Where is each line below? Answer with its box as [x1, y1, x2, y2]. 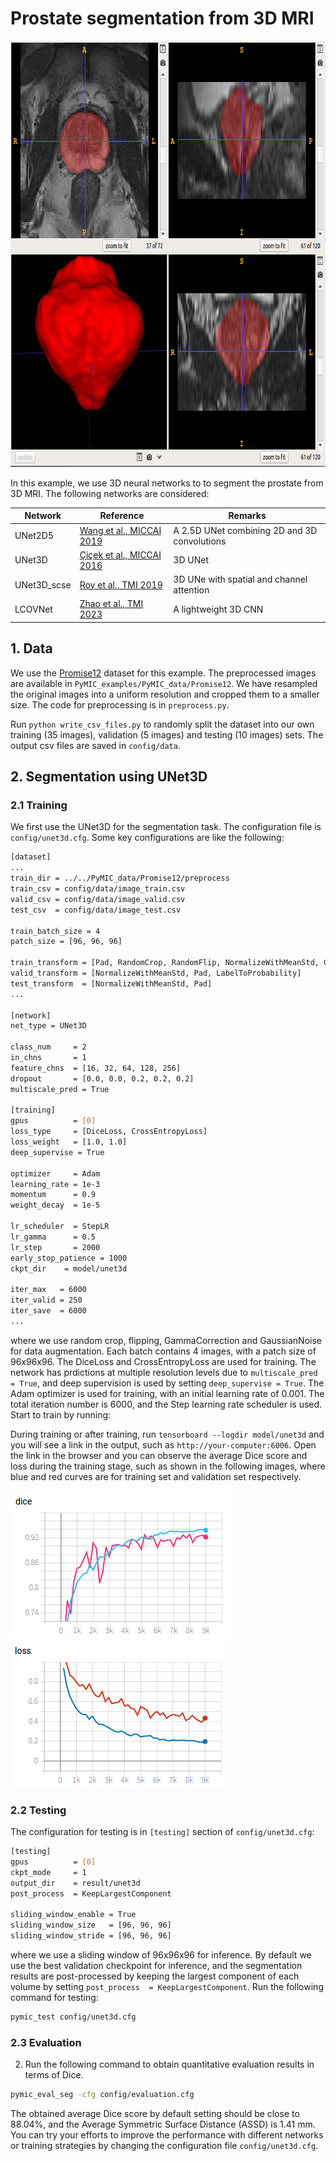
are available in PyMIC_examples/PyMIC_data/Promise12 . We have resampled [10, 677, 318, 689]
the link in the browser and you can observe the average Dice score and [10, 1449, 308, 1461]
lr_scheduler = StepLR [10, 1222, 110, 1232]
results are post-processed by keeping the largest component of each [10, 1970, 300, 1982]
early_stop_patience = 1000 [10, 1253, 128, 1263]
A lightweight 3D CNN [173, 603, 264, 615]
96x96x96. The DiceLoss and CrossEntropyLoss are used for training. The [10, 1355, 317, 1367]
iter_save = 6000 [10, 1306, 87, 1316]
